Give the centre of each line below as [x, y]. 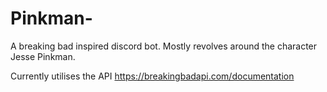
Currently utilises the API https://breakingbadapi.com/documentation [152, 76]
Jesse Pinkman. [43, 56]
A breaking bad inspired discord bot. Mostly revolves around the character [164, 46]
